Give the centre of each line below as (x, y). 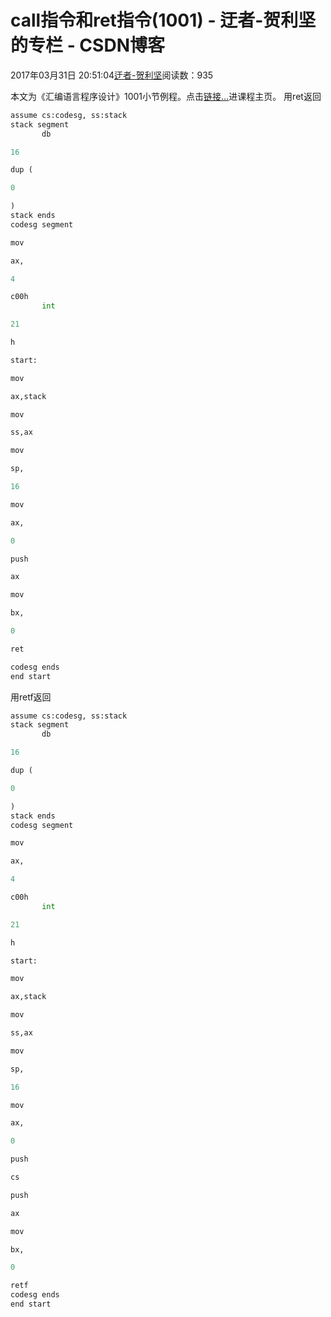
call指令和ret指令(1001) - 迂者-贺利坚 (163, 20)
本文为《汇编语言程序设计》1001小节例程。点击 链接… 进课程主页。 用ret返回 (166, 96)
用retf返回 (31, 697)
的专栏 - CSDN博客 (87, 45)
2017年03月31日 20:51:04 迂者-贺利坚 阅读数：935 (112, 75)
